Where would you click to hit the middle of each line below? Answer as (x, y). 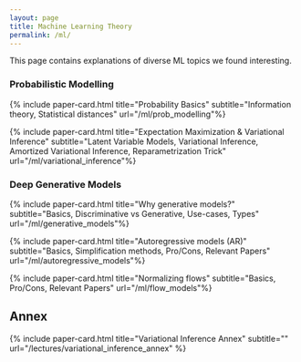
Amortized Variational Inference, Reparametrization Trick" (118, 150)
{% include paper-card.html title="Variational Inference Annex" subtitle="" (149, 338)
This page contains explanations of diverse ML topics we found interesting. (150, 61)
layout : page (34, 18)
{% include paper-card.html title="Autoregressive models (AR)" (129, 241)
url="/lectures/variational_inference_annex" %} (98, 348)
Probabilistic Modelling (62, 85)
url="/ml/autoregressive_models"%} (78, 260)
